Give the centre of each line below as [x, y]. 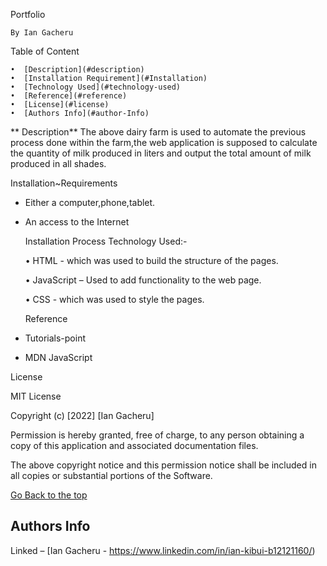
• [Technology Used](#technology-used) [96, 87]
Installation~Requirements [64, 183]
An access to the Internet [77, 222]
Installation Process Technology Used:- [106, 241]
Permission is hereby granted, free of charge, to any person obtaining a [157, 435]
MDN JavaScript [58, 357]
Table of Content [45, 51]
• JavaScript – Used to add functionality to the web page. [143, 280]
